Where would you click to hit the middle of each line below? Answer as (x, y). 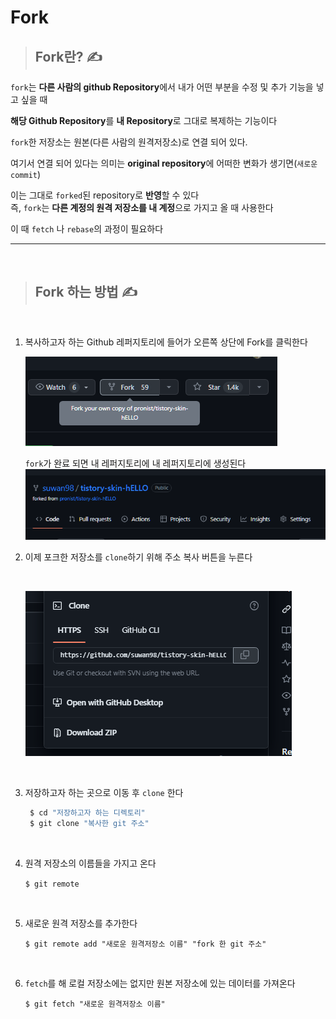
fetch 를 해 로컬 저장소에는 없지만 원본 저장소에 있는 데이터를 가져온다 (160, 983)
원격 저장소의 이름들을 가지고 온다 (90, 863)
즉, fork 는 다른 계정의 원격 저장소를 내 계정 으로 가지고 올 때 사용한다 (142, 207)
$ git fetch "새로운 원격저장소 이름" (95, 1004)
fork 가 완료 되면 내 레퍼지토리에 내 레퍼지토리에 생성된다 (135, 463)
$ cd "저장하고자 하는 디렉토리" (87, 812)
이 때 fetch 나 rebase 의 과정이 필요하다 (87, 229)
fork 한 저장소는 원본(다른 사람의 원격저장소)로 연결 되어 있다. (129, 142)
